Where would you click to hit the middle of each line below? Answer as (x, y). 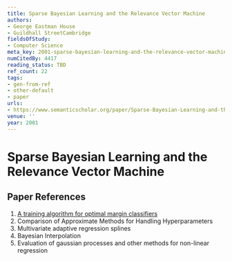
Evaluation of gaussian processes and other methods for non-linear (113, 243)
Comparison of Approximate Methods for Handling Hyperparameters (115, 221)
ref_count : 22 (28, 71)
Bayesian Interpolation (49, 235)
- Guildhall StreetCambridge (49, 33)
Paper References (47, 197)
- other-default (30, 90)
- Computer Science (35, 46)
